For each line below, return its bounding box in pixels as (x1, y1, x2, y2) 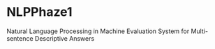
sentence (6, 34, 34, 42)
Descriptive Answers (34, 34, 95, 42)
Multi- (191, 27, 209, 35)
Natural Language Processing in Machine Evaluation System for (6, 27, 190, 35)
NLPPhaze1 (6, 4, 73, 20)
